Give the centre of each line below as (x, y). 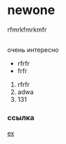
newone (31, 10)
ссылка (21, 118)
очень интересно (33, 50)
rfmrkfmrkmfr (27, 30)
